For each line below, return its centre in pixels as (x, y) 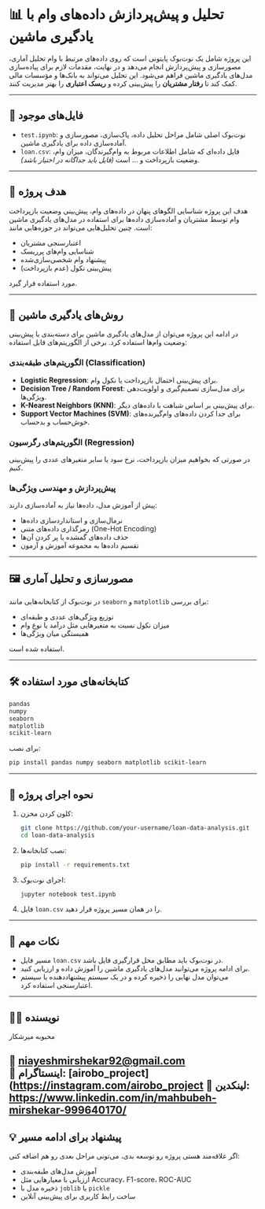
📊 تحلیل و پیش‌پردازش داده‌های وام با (116, 15)
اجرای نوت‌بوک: (43, 880)
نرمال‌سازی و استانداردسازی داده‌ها (71, 520)
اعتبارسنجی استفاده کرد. (56, 985)
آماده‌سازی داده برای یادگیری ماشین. (74, 142)
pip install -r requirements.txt (75, 865)
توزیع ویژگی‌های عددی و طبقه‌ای (67, 617)
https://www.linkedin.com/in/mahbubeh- (113, 1098)
